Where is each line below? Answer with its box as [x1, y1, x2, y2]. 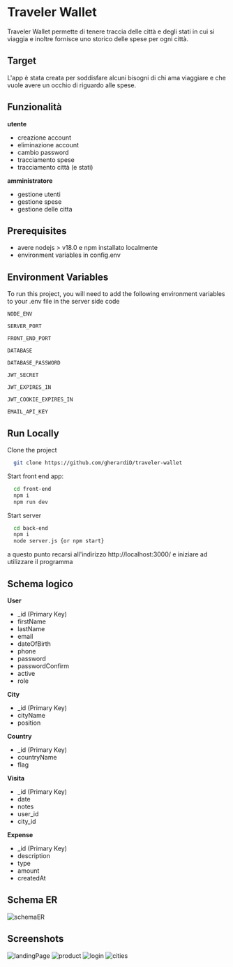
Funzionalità [7, 101, 62, 113]
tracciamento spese [17, 155, 75, 164]
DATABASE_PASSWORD [7, 360, 61, 367]
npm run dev [13, 499, 49, 505]
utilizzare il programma [7, 558, 73, 566]
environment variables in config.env [17, 251, 121, 259]
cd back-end [13, 524, 49, 531]
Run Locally [7, 427, 59, 439]
